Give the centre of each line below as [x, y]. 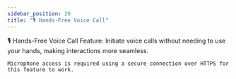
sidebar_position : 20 [39, 14]
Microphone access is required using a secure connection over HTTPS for [118, 64]
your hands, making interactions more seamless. [78, 50]
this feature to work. [41, 70]
